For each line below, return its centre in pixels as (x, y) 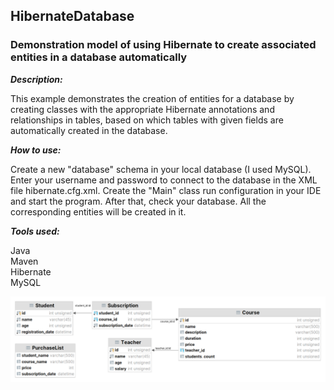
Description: (36, 79)
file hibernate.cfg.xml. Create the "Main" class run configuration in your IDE (166, 190)
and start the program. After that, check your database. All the (138, 201)
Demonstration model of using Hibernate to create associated (163, 45)
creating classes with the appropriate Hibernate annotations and (142, 109)
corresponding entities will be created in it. (98, 211)
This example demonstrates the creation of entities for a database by (152, 98)
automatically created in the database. (89, 130)
